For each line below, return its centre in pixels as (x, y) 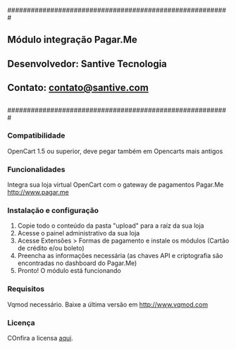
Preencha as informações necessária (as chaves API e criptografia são (120, 256)
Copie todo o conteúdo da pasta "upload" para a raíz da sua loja (111, 226)
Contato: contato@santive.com (78, 88)
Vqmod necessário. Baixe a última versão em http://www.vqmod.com (108, 304)
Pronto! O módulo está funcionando (69, 271)
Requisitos (26, 289)
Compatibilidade (36, 135)
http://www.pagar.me (38, 192)
